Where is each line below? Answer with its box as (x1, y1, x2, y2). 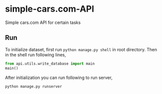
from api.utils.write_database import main (5, 61, 95, 66)
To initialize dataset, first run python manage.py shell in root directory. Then (5, 46, 157, 52)
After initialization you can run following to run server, (5, 75, 113, 80)
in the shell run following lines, (5, 52, 66, 57)
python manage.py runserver (5, 84, 62, 89)
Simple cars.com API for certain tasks (5, 19, 81, 25)
